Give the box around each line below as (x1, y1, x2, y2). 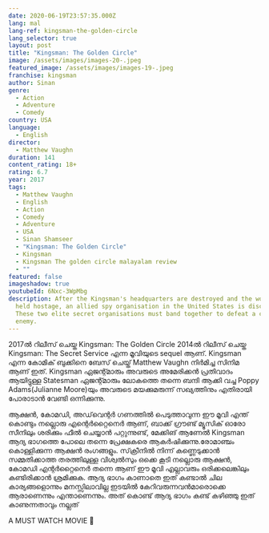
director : (8, 138, 42, 147)
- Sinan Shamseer (15, 236, 74, 244)
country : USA (8, 116, 52, 124)
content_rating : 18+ (8, 161, 78, 169)
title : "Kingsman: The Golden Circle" (8, 49, 138, 57)
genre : (8, 86, 30, 95)
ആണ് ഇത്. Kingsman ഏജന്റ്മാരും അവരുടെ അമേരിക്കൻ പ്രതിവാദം (8, 366, 234, 376)
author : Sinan (8, 79, 56, 87)
